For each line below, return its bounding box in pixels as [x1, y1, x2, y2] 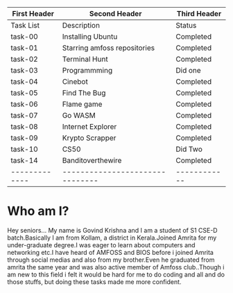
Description [62, 21, 101, 30]
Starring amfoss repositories [62, 43, 155, 53]
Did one [175, 66, 201, 75]
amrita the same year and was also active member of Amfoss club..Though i [7, 263, 225, 271]
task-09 [10, 133, 38, 143]
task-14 [10, 156, 38, 165]
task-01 [10, 43, 38, 53]
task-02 [10, 55, 38, 64]
